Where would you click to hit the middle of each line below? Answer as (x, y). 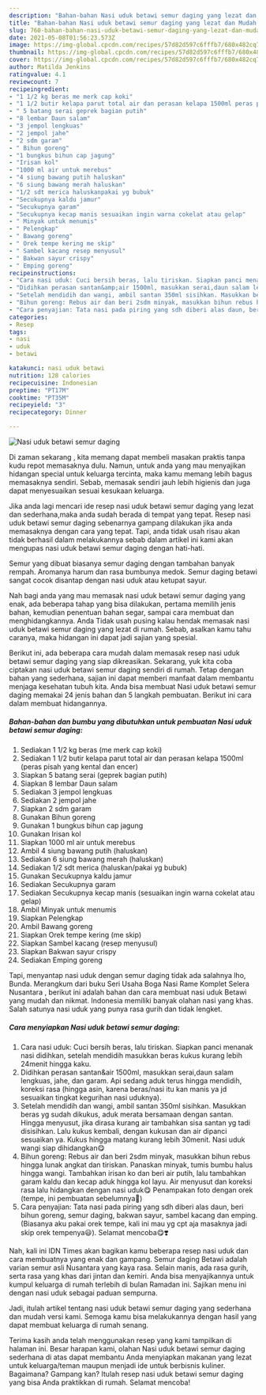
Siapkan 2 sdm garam (56, 809)
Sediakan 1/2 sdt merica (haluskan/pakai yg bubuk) (104, 867)
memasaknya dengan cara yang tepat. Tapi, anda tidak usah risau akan (125, 531)
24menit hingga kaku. (56, 1063)
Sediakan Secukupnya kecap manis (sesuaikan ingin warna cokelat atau (137, 893)
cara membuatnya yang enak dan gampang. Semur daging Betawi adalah (128, 1259)
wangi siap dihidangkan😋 (62, 1147)
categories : (28, 317)
